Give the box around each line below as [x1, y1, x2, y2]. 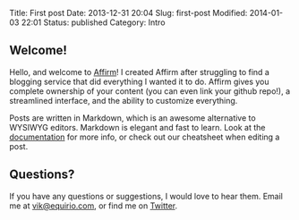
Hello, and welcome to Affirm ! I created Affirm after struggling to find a [9, 66, 270, 77]
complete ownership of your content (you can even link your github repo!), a [9, 85, 291, 97]
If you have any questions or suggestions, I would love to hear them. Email [9, 190, 284, 201]
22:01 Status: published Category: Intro [21, 17, 166, 28]
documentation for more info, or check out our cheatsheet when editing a [9, 131, 280, 142]
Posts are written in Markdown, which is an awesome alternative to [9, 112, 257, 123]
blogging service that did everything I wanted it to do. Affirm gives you [9, 76, 269, 87]
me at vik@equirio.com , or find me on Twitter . [9, 200, 178, 211]
